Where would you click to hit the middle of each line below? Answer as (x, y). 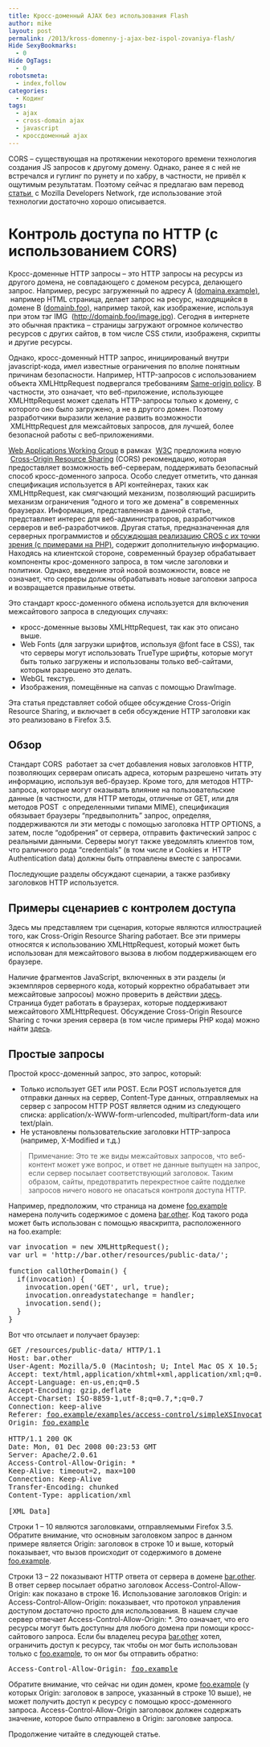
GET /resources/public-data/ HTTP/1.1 (85, 1350)
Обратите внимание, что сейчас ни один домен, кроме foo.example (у (129, 1684)
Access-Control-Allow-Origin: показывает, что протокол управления (125, 1602)
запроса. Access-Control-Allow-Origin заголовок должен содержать (125, 1710)
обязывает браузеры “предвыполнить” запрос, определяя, (110, 815)
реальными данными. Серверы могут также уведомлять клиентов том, (131, 841)
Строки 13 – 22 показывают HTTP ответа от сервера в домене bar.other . (133, 1577)
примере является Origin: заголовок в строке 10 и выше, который (121, 1544)
